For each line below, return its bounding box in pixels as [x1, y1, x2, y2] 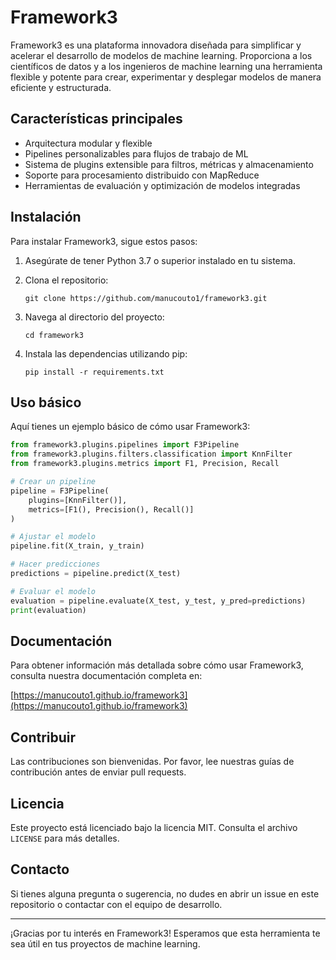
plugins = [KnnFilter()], [28, 495, 128, 505]
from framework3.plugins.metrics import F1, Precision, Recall [10, 459, 280, 469]
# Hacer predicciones [10, 559, 101, 570]
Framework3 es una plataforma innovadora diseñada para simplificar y [10, 39, 302, 51]
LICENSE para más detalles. [10, 832, 120, 844]
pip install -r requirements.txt [24, 367, 165, 377]
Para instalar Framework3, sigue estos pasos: [10, 235, 198, 247]
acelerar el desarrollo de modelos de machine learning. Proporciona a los [10, 49, 313, 61]
